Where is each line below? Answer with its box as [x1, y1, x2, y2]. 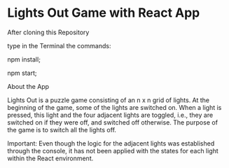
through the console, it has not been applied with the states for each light [7, 146, 218, 155]
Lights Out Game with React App [7, 5, 200, 21]
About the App [7, 82, 50, 90]
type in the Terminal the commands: [7, 41, 111, 50]
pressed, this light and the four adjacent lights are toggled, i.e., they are [7, 111, 214, 119]
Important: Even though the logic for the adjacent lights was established [7, 139, 215, 148]
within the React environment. [7, 154, 94, 162]
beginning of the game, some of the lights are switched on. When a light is [7, 103, 222, 111]
